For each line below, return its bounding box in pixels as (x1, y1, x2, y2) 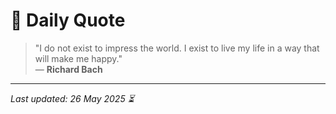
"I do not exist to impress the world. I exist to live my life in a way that (34, 42, 320, 54)
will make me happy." (34, 52, 123, 64)
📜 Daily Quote (10, 9, 126, 32)
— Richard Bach (34, 63, 103, 75)
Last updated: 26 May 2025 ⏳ (10, 92, 135, 104)
